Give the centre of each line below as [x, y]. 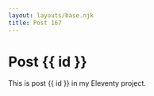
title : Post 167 [35, 23]
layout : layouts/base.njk [51, 15]
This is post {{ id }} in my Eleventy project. [77, 83]
